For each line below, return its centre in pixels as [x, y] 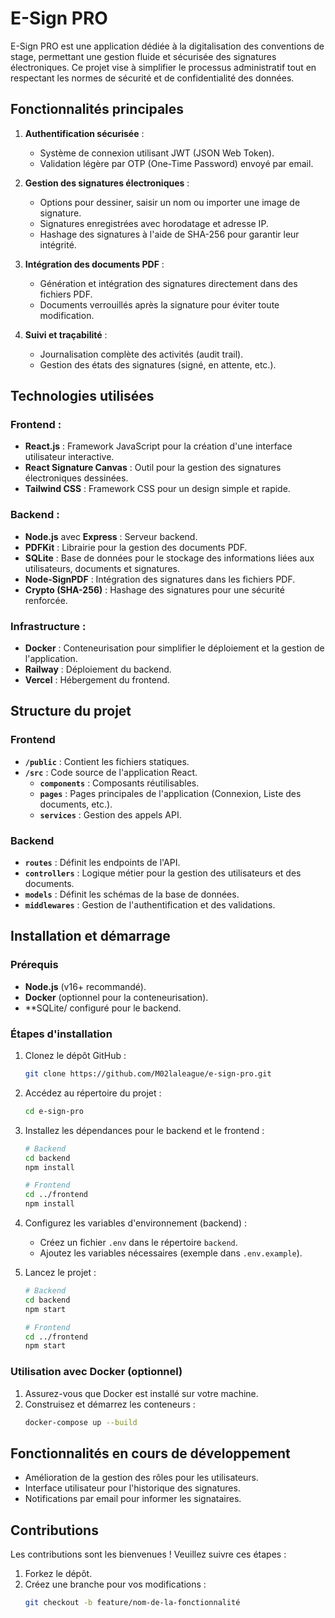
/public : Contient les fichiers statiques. [107, 761]
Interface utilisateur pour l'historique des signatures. [132, 1488]
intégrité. [58, 244]
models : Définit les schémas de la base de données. [132, 894]
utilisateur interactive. [69, 457]
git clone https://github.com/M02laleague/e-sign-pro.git [148, 1074]
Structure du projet [71, 711]
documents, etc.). [76, 804]
